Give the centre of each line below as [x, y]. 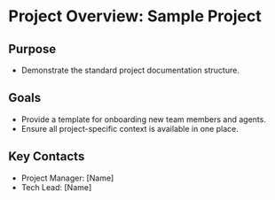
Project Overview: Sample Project [135, 16]
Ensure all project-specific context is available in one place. [130, 128]
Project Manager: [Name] [67, 178]
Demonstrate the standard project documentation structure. [130, 70]
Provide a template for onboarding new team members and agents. [144, 119]
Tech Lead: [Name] [56, 187]
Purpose [32, 49]
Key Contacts [47, 157]
